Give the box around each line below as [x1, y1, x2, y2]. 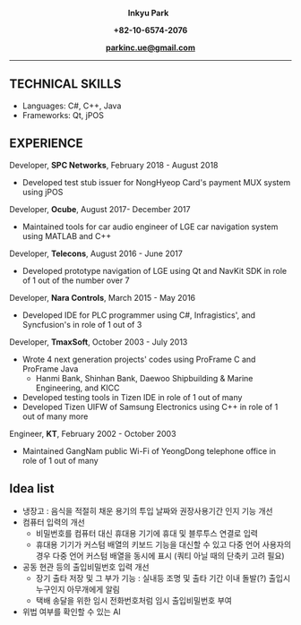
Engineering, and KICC [35, 382, 120, 393]
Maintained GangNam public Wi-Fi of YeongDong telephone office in [21, 445, 276, 456]
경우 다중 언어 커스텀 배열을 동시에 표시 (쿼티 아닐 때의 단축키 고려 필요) [35, 551, 285, 561]
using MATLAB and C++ [21, 230, 112, 241]
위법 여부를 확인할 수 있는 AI [21, 606, 121, 617]
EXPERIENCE [9, 136, 83, 151]
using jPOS [21, 186, 64, 197]
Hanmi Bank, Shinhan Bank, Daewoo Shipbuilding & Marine [35, 372, 254, 383]
